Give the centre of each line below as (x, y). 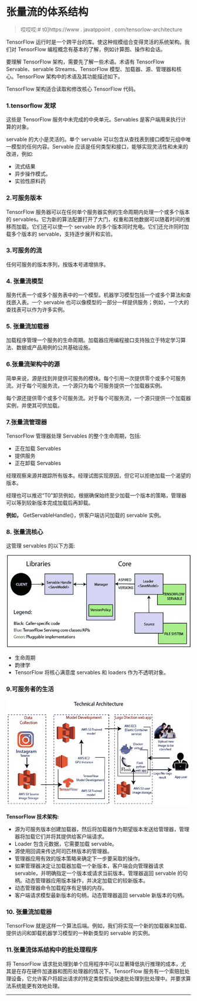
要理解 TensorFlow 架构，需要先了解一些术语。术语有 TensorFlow (85, 62)
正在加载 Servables (38, 449)
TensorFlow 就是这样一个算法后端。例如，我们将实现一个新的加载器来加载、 (98, 926)
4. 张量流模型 (25, 281)
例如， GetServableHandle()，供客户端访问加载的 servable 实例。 (85, 515)
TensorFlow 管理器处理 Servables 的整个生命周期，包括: (74, 436)
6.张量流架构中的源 (33, 364)
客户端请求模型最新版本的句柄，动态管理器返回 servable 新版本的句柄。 (101, 895)
